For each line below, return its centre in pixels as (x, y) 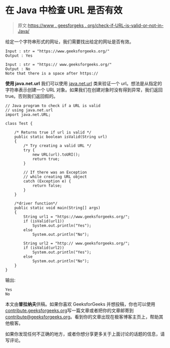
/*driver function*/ (36, 203)
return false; (47, 186)
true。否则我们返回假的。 (32, 96)
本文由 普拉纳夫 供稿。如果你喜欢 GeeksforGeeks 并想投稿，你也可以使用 (80, 304)
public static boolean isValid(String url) (61, 137)
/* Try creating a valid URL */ (58, 146)
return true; (46, 159)
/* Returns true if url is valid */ (53, 132)
